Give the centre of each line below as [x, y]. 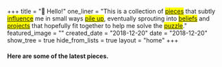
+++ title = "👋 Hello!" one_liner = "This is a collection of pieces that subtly [111, 11]
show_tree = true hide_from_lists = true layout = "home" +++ [93, 40]
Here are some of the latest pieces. [58, 56]
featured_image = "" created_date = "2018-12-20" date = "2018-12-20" [107, 33]
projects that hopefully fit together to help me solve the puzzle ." [97, 26]
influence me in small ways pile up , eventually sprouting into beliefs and [109, 18]
